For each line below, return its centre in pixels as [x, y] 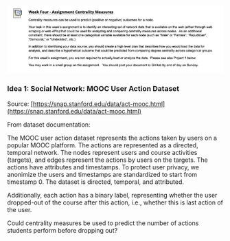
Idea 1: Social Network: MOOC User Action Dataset [93, 89]
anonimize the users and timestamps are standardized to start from [102, 174]
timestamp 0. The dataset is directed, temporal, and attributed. [95, 182]
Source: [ [20, 104]
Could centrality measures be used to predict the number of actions [103, 223]
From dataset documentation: [49, 124]
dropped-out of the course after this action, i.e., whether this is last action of [115, 202]
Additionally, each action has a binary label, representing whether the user [112, 195]
